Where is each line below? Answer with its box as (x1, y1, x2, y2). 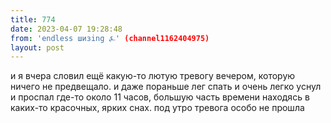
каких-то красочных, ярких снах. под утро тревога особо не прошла (10, 102, 305, 114)
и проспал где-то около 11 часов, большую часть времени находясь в (10, 91, 310, 103)
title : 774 (10, 14, 56, 25)
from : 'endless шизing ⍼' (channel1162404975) (10, 33, 210, 43)
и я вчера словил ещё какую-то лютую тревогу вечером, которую (10, 70, 296, 82)
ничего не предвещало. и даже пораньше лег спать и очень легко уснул (10, 81, 322, 93)
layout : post (10, 42, 65, 53)
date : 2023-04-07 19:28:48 (10, 24, 123, 34)
